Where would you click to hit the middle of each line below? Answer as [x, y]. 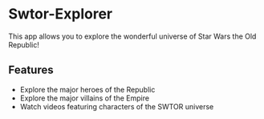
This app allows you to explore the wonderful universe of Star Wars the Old [132, 36]
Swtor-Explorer [61, 14]
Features [31, 70]
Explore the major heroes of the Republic [87, 89]
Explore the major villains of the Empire [85, 98]
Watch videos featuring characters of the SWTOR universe [117, 106]
